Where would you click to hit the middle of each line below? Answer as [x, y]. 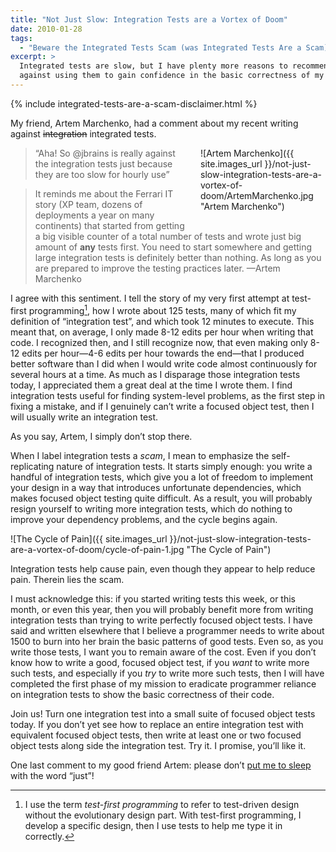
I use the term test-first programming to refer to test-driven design [162, 804]
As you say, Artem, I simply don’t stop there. [101, 436]
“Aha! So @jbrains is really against [105, 153]
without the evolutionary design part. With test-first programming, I [163, 815]
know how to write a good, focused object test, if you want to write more [160, 662]
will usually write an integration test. [84, 417]
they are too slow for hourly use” [102, 174]
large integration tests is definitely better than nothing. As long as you [178, 257]
